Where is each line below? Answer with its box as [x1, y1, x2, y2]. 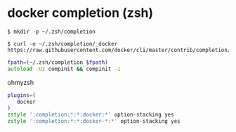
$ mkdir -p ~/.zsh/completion [7, 28, 96, 35]
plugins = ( [7, 91, 37, 99]
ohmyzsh [7, 78, 34, 86]
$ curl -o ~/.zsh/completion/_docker [7, 40, 118, 47]
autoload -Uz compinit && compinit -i [7, 65, 121, 72]
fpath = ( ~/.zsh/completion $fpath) [7, 58, 109, 66]
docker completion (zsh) [7, 5, 154, 21]
